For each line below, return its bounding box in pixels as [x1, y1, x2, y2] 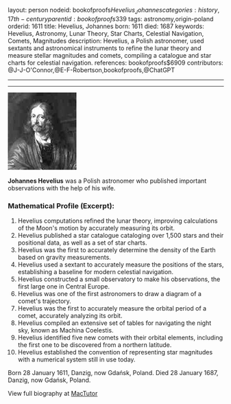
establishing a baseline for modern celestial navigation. [17, 268, 174, 276]
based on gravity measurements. [17, 254, 112, 262]
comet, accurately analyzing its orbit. [17, 312, 123, 320]
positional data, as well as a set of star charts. [17, 238, 147, 247]
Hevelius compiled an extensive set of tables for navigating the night [17, 319, 212, 327]
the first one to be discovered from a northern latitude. [17, 341, 172, 349]
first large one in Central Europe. [17, 282, 110, 291]
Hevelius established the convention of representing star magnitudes [17, 348, 213, 357]
